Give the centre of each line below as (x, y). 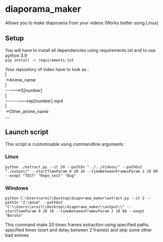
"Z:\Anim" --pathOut (42, 203)
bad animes (17, 235)
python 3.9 (16, 55)
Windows (17, 188)
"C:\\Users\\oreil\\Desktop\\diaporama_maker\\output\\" (65, 207)
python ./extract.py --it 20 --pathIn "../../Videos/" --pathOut (74, 167)
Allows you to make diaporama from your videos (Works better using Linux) (82, 23)
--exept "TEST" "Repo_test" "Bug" (41, 176)
